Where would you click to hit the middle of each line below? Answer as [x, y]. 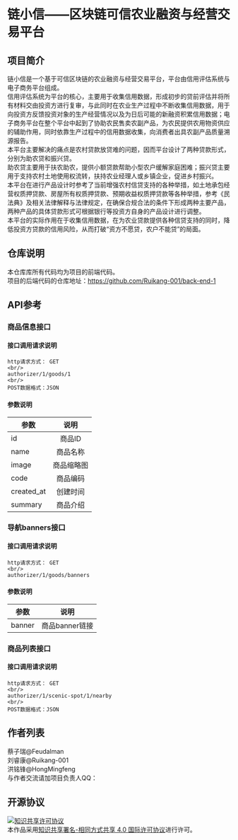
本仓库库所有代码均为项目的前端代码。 [63, 272]
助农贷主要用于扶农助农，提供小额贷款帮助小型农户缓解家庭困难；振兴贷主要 [119, 167]
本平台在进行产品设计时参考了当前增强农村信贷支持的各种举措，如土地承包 [115, 185]
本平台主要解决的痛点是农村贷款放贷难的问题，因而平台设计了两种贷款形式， [119, 150]
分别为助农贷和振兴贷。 [41, 158]
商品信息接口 [29, 327]
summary [26, 504]
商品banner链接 [67, 625]
